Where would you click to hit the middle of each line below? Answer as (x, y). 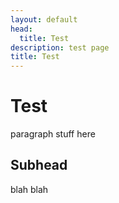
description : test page (60, 47)
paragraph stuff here (53, 134)
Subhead (39, 165)
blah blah (29, 189)
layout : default (44, 19)
